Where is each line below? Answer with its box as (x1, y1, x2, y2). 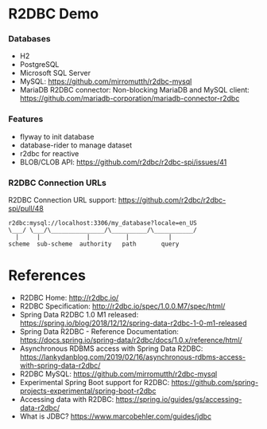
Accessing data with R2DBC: (19, 395, 114, 404)
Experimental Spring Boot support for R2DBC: (19, 378, 170, 388)
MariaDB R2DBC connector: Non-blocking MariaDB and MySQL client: (19, 85, 250, 95)
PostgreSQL (19, 60, 60, 69)
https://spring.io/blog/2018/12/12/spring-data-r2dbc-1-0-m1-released (19, 318, 248, 328)
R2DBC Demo (8, 5, 99, 23)
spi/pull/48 (8, 204, 44, 214)
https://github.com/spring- (171, 378, 259, 388)
